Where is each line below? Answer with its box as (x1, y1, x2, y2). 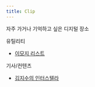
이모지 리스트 (14, 50, 45, 57)
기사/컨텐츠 (6, 62, 32, 69)
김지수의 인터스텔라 (14, 74, 59, 81)
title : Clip (6, 8, 35, 14)
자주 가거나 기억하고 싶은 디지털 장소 (6, 25, 89, 32)
